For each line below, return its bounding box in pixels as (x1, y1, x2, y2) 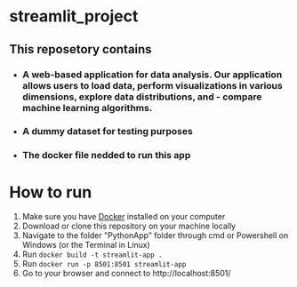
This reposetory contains (9, 42, 153, 57)
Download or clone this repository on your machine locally (21, 220, 237, 232)
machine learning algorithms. (21, 101, 153, 114)
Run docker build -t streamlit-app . (21, 249, 163, 259)
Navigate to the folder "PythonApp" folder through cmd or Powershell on (21, 230, 289, 241)
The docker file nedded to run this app (21, 149, 191, 162)
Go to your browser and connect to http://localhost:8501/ (21, 268, 231, 279)
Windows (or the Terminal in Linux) (21, 240, 151, 251)
